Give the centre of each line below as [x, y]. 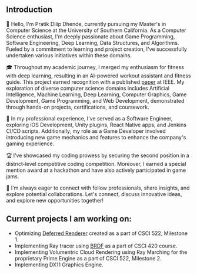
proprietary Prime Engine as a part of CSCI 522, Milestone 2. [88, 258]
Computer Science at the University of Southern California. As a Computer [96, 30]
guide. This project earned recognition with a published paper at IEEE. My [95, 81]
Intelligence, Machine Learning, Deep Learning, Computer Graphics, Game [96, 94]
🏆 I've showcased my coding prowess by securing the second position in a [98, 155]
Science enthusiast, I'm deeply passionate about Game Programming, [91, 36]
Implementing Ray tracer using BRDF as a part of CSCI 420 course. [96, 246]
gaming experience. [30, 143]
